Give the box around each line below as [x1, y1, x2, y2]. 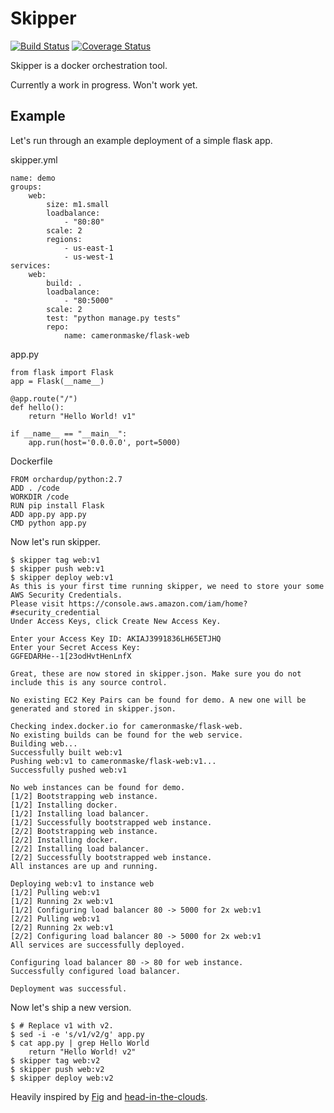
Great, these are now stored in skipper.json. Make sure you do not [10, 668, 302, 679]
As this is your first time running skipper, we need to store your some [10, 581, 325, 591]
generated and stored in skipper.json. [10, 703, 177, 714]
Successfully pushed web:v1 [10, 765, 128, 775]
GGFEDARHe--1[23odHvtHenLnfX [10, 651, 132, 661]
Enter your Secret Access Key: [10, 642, 141, 652]
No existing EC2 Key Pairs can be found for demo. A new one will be [10, 695, 307, 705]
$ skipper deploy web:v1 [10, 572, 114, 582]
